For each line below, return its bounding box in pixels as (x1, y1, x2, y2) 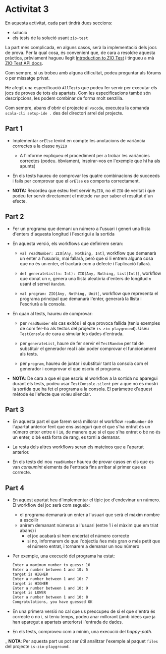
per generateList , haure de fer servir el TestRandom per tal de (19, 340, 144, 346)
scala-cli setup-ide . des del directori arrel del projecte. (5, 110, 124, 116)
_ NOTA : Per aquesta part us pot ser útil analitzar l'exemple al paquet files (5, 638, 159, 644)
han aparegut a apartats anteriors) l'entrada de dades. (12, 619, 123, 625)
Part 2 (5, 212, 24, 221)
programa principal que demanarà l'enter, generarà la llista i (19, 296, 142, 301)
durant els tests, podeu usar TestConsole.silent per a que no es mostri (12, 380, 158, 386)
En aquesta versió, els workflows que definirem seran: (12, 240, 123, 246)
